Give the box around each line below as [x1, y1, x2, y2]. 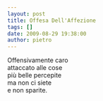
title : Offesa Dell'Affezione [7, 17, 97, 24]
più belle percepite [7, 71, 62, 80]
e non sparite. [7, 86, 48, 95]
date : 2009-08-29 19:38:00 [7, 30, 87, 37]
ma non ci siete [7, 78, 51, 87]
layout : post [7, 10, 46, 18]
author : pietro [7, 37, 52, 44]
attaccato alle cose [7, 64, 63, 72]
